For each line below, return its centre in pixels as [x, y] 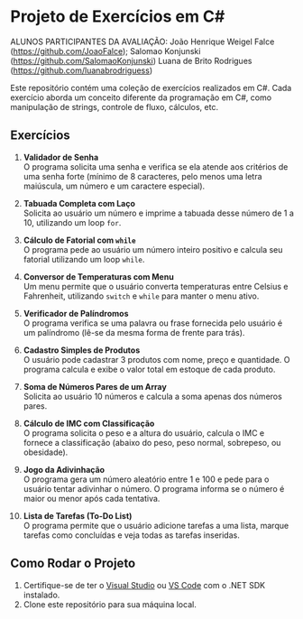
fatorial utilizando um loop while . [84, 259]
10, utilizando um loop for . [72, 222]
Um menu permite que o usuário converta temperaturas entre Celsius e [156, 286]
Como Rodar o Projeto [73, 564]
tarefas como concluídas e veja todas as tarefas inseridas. [131, 535]
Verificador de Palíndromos [76, 313]
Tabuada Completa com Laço [79, 203]
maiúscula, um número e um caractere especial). [114, 186]
